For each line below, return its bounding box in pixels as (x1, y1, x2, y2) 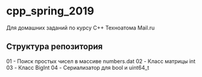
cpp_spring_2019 (6, 4, 95, 18)
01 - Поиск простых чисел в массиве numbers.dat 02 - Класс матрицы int (6, 57, 196, 64)
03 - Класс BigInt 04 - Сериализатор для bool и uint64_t (6, 64, 150, 71)
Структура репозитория (6, 42, 103, 52)
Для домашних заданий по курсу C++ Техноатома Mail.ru (6, 24, 155, 31)
